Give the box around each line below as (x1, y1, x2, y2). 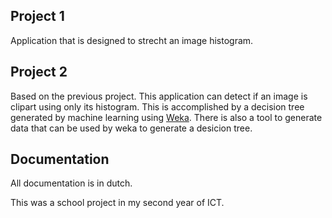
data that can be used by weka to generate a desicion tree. (10, 122, 253, 134)
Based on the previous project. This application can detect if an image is (10, 90, 308, 102)
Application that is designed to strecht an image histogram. (10, 34, 254, 46)
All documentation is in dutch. (10, 177, 133, 189)
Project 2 (10, 64, 68, 81)
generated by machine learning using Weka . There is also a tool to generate (10, 111, 323, 123)
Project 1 (10, 8, 65, 25)
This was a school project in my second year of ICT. (10, 197, 225, 209)
